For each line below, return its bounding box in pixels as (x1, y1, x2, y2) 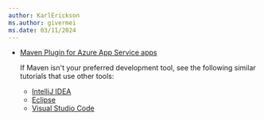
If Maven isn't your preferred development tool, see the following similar (19, 63, 256, 73)
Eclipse (31, 96, 56, 105)
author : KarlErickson (8, 11, 80, 20)
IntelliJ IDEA (31, 87, 72, 96)
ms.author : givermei (8, 19, 77, 27)
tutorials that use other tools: (19, 72, 115, 81)
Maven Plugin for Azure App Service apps (19, 48, 157, 58)
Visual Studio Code (31, 103, 95, 113)
